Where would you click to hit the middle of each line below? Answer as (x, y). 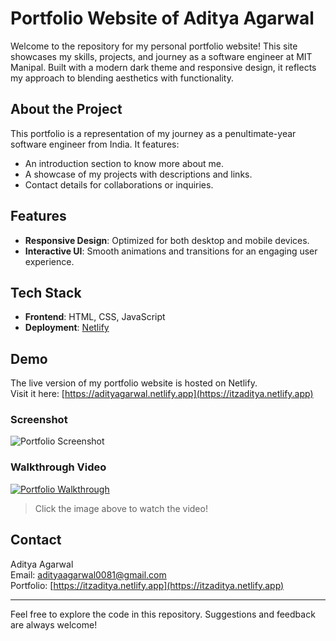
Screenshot (39, 420)
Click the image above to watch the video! (121, 508)
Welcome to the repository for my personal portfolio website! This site (154, 46)
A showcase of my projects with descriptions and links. (138, 174)
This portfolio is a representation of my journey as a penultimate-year (153, 133)
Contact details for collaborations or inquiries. (119, 184)
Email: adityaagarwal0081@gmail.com (88, 574)
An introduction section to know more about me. (124, 163)
